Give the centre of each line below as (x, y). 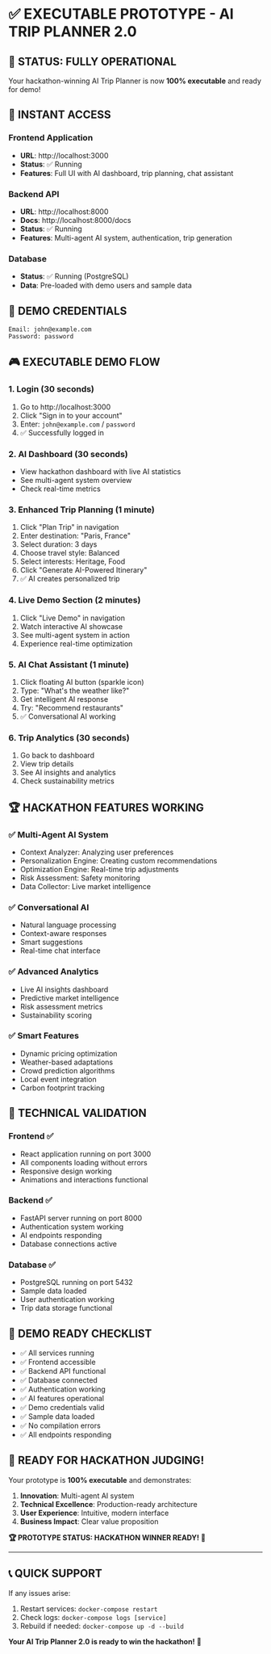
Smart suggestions (51, 942)
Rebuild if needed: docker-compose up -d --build (102, 1626)
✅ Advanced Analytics (54, 972)
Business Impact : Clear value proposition (89, 1521)
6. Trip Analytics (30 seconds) (69, 737)
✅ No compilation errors (60, 1425)
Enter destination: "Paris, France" (75, 536)
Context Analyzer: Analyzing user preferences (97, 852)
